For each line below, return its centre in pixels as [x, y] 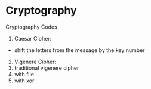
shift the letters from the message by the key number [79, 50]
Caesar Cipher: [33, 38]
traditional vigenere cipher [47, 68]
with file [24, 74]
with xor [24, 81]
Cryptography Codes [31, 27]
